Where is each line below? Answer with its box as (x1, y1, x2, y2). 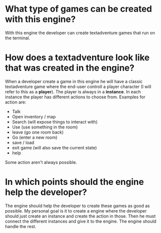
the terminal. (5, 35, 31, 41)
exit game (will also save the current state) (12, 144, 97, 150)
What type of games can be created (5, 3, 152, 15)
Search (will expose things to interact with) (12, 119, 98, 125)
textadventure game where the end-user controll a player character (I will (5, 84, 151, 90)
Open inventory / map (12, 113, 56, 120)
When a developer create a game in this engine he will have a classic (5, 78, 143, 84)
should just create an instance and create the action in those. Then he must (5, 213, 156, 219)
